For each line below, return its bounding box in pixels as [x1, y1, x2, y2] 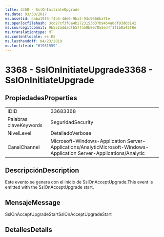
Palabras [7, 115, 28, 122]
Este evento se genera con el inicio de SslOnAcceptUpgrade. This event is [5, 179, 153, 185]
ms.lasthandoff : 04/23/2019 [5, 39, 62, 44]
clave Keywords [7, 122, 43, 128]
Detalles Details [5, 225, 53, 234]
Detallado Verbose [50, 129, 92, 136]
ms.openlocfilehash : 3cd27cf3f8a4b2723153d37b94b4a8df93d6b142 [5, 20, 137, 26]
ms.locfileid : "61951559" [5, 43, 58, 48]
